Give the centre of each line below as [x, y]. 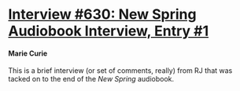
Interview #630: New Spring [102, 15]
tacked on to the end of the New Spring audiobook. [91, 79]
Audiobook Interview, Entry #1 [109, 31]
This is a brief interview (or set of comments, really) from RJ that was [120, 71]
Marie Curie [28, 53]
